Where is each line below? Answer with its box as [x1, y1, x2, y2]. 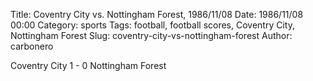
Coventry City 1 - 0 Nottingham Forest [10, 60, 167, 71]
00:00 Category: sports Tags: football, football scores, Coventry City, [10, 19, 295, 31]
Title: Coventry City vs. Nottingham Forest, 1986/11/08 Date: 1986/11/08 [10, 9, 304, 20]
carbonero [10, 40, 54, 52]
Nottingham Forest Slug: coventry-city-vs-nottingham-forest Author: [10, 30, 293, 41]
